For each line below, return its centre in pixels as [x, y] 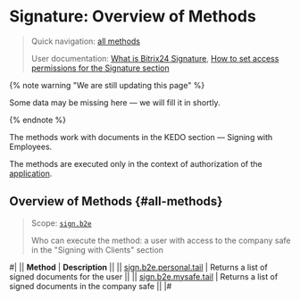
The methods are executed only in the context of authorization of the [136, 163]
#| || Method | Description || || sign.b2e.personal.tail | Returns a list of [138, 267]
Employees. [31, 146]
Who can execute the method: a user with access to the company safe [161, 240]
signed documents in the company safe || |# [91, 286]
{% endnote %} [38, 120]
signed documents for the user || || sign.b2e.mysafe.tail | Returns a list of [144, 276]
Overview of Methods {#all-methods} [116, 201]
